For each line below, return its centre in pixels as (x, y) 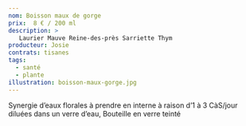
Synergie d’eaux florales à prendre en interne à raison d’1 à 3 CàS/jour (123, 105)
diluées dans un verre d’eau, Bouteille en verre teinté (95, 113)
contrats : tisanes (39, 53)
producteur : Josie (39, 45)
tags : (17, 61)
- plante (30, 75)
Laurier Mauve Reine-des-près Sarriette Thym (96, 38)
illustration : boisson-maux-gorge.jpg (72, 82)
